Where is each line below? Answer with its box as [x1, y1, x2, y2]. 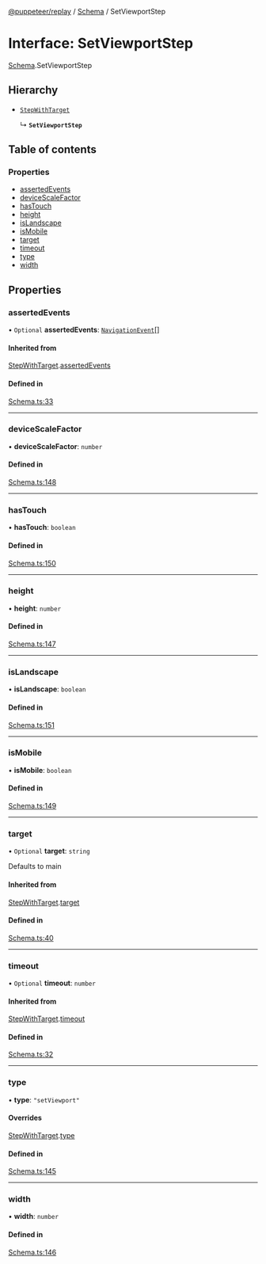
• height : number [8, 603, 62, 613]
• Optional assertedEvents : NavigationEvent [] [8, 325, 160, 335]
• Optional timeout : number [8, 978, 97, 988]
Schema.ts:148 [8, 478, 57, 487]
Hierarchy [8, 83, 59, 97]
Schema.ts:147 [8, 639, 57, 649]
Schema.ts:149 [8, 801, 57, 811]
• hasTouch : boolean [8, 523, 77, 532]
